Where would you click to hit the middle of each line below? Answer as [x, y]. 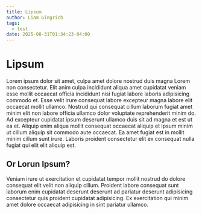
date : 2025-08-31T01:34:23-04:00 [48, 34]
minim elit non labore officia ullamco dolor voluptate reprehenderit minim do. [101, 113]
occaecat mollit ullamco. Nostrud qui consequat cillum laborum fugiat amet [99, 107]
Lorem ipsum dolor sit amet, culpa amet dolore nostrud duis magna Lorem [98, 81]
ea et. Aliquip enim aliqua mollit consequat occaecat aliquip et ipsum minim [99, 126]
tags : [13, 23]
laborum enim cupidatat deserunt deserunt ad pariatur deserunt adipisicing [99, 192]
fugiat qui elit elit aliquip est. [41, 145]
